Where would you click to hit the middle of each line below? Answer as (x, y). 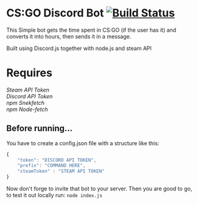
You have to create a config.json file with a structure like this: (83, 143)
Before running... (40, 128)
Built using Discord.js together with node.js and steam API (79, 48)
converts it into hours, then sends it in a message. (69, 36)
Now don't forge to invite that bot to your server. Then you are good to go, (99, 189)
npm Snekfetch (25, 103)
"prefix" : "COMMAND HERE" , (51, 166)
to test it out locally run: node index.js (54, 195)
